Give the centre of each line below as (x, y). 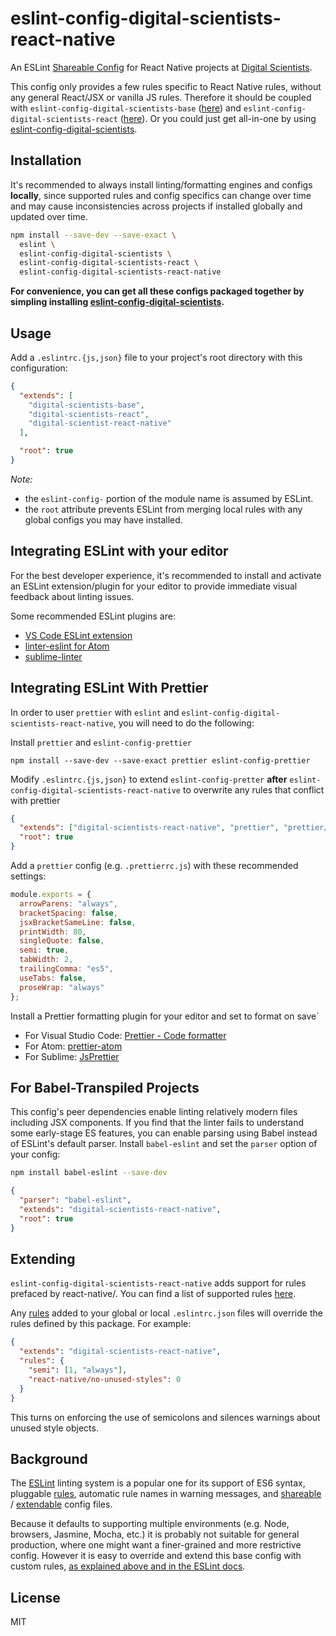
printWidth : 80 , (53, 932)
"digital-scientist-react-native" (100, 423)
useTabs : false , (53, 978)
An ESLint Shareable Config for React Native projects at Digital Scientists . (161, 67)
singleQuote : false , (62, 941)
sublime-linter (53, 656)
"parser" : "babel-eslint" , (75, 1200)
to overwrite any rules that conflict (253, 789)
